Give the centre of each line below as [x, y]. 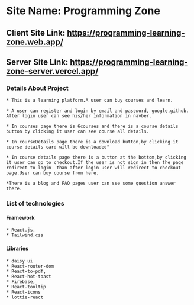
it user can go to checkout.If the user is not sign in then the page [95, 163]
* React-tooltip [26, 287]
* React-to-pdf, [26, 271]
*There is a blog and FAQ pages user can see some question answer [91, 184]
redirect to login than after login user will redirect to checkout [94, 168]
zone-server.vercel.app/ [52, 71]
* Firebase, [21, 282]
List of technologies [35, 204]
